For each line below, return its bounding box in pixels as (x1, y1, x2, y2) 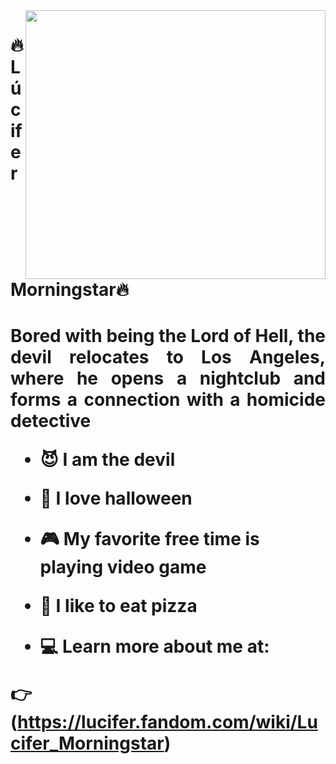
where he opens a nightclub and (10, 367, 326, 390)
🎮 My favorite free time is (39, 528, 260, 551)
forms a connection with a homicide (10, 389, 326, 411)
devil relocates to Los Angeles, (10, 346, 326, 369)
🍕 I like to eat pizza (39, 595, 198, 618)
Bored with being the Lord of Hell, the (10, 325, 326, 348)
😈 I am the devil (39, 449, 176, 471)
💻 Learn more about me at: (39, 635, 270, 658)
